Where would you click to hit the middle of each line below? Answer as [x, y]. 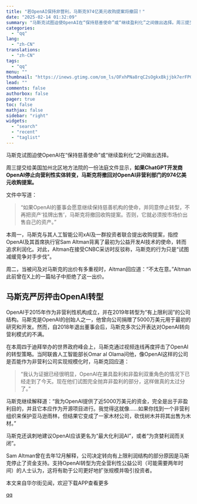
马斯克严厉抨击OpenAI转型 [55, 297]
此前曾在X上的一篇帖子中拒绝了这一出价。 [57, 276]
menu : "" [17, 72]
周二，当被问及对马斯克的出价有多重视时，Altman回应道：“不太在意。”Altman [98, 269]
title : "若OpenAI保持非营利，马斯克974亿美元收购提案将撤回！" [76, 11]
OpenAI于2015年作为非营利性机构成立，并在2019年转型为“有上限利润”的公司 [98, 312]
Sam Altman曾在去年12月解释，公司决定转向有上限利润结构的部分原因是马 [95, 455]
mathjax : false [25, 110]
